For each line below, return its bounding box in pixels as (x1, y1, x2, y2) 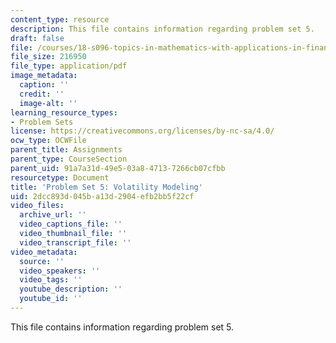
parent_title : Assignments (10, 145, 123, 155)
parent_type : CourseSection (10, 154, 128, 164)
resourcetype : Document (10, 172, 110, 183)
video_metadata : (10, 247, 78, 257)
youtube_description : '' (19, 284, 123, 295)
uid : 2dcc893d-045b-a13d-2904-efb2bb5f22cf (10, 191, 195, 201)
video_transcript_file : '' (19, 237, 132, 248)
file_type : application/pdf (10, 61, 128, 71)
